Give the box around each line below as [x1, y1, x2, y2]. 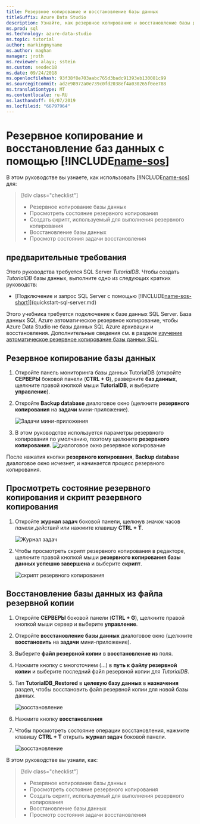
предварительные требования [6, 252, 127, 263]
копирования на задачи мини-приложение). [14, 406, 130, 413]
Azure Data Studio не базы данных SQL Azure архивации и [6, 323, 154, 330]
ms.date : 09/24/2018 [6, 70, 58, 76]
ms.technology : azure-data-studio [6, 31, 92, 37]
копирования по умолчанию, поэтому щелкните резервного [14, 435, 170, 442]
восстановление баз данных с [6, 142, 165, 155]
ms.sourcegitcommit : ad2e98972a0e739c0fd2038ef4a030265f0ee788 [6, 81, 167, 87]
